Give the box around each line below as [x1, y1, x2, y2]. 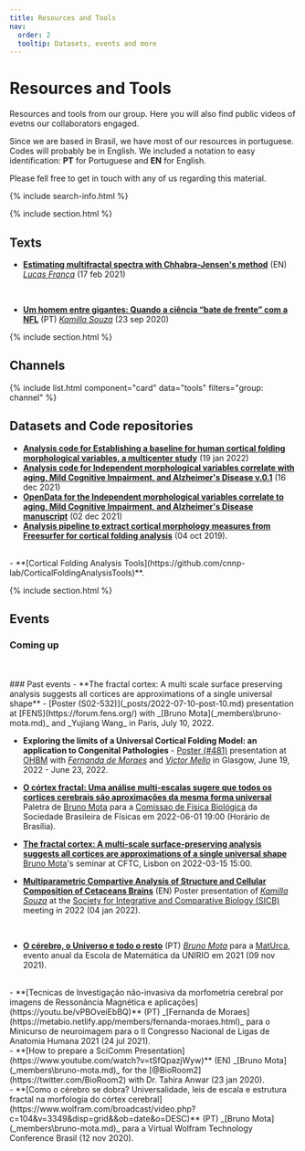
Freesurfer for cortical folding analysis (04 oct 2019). [22, 530, 228, 541]
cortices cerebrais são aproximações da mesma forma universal [22, 792, 272, 803]
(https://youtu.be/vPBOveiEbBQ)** [9, 1007, 142, 1018]
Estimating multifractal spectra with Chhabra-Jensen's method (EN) [22, 259, 288, 269]
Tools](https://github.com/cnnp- [123, 557, 246, 568]
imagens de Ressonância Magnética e [9, 997, 152, 1008]
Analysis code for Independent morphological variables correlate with [22, 462, 295, 473]
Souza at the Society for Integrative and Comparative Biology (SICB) [22, 895, 280, 906]
